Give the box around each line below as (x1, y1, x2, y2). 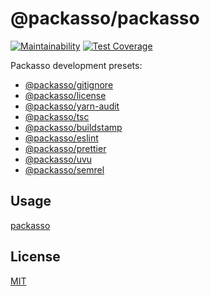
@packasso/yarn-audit (24, 100, 120, 112)
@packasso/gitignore (24, 78, 114, 91)
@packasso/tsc (24, 110, 90, 122)
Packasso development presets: (10, 59, 143, 71)
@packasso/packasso (10, 7, 200, 30)
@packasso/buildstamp (24, 121, 123, 133)
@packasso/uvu (24, 153, 93, 165)
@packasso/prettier (24, 142, 107, 154)
